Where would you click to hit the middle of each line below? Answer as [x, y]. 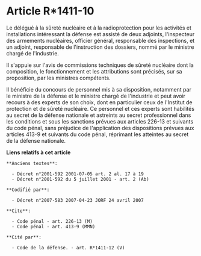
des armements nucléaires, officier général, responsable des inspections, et [100, 40]
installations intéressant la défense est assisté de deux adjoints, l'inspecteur [100, 34]
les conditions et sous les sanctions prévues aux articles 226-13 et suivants [100, 121]
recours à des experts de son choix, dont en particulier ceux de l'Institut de [99, 102]
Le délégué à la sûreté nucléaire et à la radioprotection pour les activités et [99, 28]
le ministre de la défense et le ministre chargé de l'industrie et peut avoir [96, 96]
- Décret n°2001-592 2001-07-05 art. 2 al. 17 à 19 [78, 174]
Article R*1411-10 [50, 11]
